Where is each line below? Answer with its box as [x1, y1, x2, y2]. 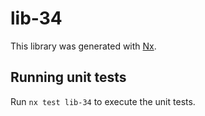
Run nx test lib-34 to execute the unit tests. [10, 95, 196, 107]
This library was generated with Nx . [10, 40, 157, 52]
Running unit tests [10, 69, 127, 86]
